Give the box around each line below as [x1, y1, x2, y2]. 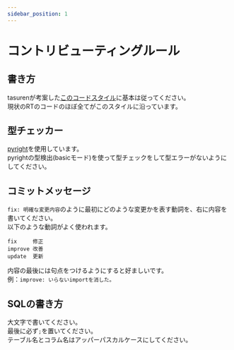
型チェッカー [7, 125, 64, 137]
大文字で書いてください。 [7, 318, 82, 327]
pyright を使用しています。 [7, 145, 83, 153]
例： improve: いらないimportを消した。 [7, 275, 115, 284]
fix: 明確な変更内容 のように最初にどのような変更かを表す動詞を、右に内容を [7, 205, 228, 214]
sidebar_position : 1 [7, 10, 69, 18]
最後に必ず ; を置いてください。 [7, 327, 98, 335]
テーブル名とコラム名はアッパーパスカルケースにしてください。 [7, 336, 192, 344]
